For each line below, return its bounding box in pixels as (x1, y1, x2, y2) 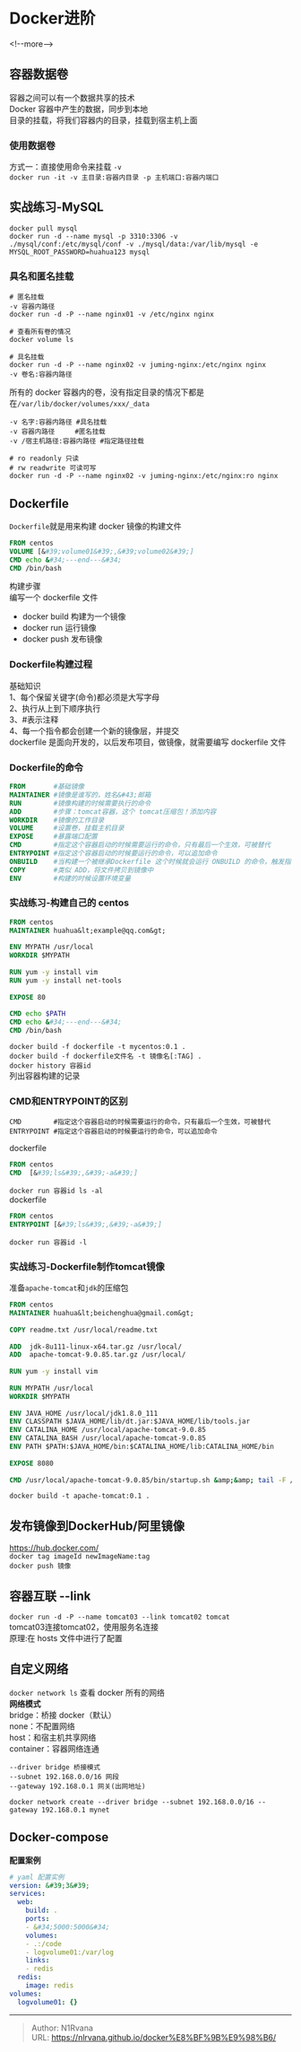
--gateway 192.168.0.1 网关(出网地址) (9, 1782, 146, 1791)
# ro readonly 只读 (9, 454, 80, 463)
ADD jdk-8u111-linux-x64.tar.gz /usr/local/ (9, 1342, 182, 1351)
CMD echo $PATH (9, 1009, 66, 1018)
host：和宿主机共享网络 (9, 1732, 97, 1742)
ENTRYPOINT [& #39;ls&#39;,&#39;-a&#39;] (9, 1220, 163, 1229)
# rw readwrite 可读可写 (9, 464, 97, 473)
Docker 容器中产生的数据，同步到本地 (9, 103, 149, 114)
